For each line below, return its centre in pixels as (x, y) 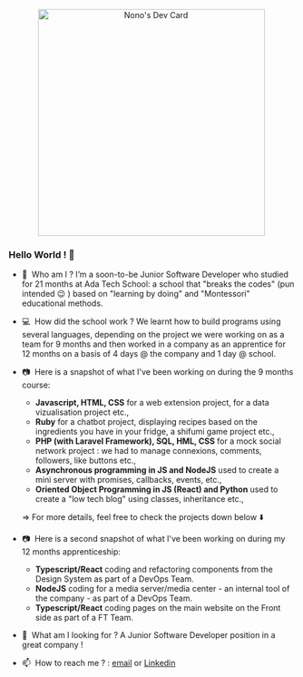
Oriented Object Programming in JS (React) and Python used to (156, 489)
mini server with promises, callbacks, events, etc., (128, 480)
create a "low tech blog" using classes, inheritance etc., (139, 499)
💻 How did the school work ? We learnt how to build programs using (151, 321)
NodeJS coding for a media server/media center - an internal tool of (162, 589)
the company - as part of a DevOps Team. (113, 598)
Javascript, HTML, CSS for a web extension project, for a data (152, 403)
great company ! (52, 645)
